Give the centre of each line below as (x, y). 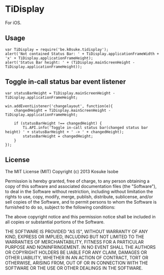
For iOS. (13, 23)
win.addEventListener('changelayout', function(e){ (59, 106)
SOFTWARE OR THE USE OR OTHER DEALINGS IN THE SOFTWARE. (74, 268)
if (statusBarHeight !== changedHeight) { (58, 123)
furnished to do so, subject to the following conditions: (60, 207)
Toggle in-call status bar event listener (66, 82)
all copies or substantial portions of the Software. (55, 222)
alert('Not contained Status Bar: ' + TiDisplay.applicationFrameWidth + (82, 54)
